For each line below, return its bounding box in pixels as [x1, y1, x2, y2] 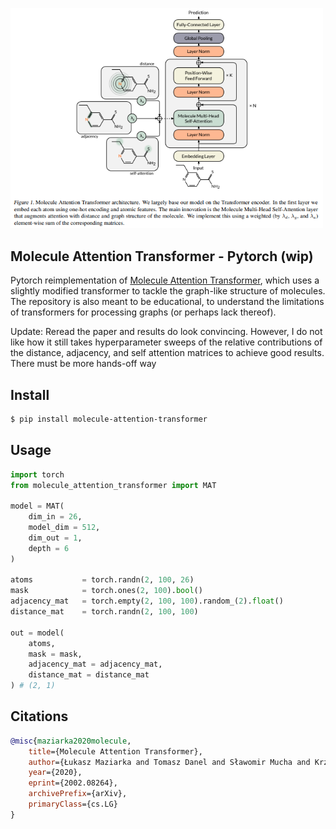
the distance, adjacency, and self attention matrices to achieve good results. [10, 347, 325, 359]
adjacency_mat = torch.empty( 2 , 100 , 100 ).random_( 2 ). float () [10, 596, 284, 607]
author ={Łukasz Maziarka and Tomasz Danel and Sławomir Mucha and [28, 757, 311, 767]
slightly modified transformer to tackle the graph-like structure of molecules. [10, 285, 326, 297]
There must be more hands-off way [10, 358, 157, 370]
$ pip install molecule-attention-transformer [10, 414, 208, 424]
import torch [10, 469, 65, 480]
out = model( [10, 628, 65, 638]
